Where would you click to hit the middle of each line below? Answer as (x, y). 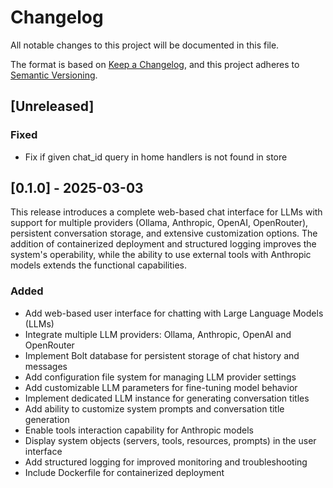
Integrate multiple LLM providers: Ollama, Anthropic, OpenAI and (158, 334)
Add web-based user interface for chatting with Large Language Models (174, 313)
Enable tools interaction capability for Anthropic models (139, 430)
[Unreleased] (52, 106)
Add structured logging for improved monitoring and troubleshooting (166, 462)
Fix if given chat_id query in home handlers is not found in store (156, 157)
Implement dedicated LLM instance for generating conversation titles (167, 398)
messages (46, 366)
